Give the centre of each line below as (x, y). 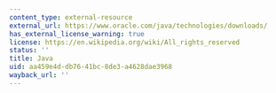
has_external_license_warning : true (77, 34)
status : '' (29, 50)
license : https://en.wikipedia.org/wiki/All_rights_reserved (125, 42)
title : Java (31, 58)
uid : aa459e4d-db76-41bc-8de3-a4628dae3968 (91, 67)
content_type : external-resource (71, 17)
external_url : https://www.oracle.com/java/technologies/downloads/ (138, 26)
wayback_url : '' (39, 75)
